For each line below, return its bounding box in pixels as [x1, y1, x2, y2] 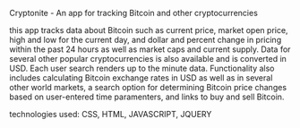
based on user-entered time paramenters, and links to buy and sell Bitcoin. [9, 91, 285, 102]
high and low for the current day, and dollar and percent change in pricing [9, 35, 282, 45]
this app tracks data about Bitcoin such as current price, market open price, [9, 25, 288, 35]
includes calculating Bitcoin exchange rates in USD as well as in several [9, 73, 273, 83]
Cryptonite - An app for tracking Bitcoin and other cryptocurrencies [9, 8, 258, 18]
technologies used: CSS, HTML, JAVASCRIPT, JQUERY [9, 109, 212, 119]
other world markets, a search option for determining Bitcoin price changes [9, 82, 287, 92]
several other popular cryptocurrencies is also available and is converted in [9, 54, 287, 64]
